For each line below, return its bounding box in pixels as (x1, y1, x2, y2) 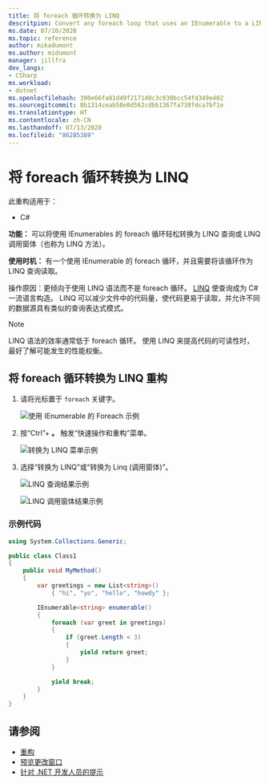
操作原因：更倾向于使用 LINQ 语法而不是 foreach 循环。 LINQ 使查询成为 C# (8, 282, 259, 293)
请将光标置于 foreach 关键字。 (19, 394, 120, 404)
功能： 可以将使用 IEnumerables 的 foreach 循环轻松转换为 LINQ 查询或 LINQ (8, 229, 261, 238)
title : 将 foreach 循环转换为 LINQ (8, 11, 120, 20)
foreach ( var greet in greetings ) (50, 619, 167, 627)
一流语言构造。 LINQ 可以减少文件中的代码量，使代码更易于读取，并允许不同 (8, 293, 260, 303)
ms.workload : (8, 79, 52, 87)
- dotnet (8, 86, 38, 95)
